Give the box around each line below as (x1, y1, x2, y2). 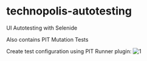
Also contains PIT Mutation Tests (6, 36, 89, 43)
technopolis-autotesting (6, 4, 132, 18)
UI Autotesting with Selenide (6, 24, 78, 31)
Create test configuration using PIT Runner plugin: (6, 47, 132, 55)
